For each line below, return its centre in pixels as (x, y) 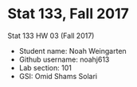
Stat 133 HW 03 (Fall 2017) (51, 36)
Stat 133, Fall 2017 (68, 14)
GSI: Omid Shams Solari (58, 76)
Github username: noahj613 (64, 59)
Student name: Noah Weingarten (72, 51)
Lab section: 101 (45, 67)
